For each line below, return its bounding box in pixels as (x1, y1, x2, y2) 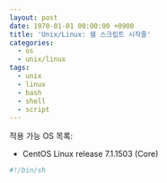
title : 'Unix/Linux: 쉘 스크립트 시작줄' (9, 30, 152, 39)
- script (17, 105, 50, 114)
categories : (9, 38, 54, 48)
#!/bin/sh (9, 166, 47, 175)
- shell (17, 96, 47, 106)
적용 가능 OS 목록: (9, 131, 74, 142)
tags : (9, 64, 30, 73)
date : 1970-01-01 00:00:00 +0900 (9, 22, 135, 30)
